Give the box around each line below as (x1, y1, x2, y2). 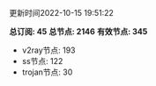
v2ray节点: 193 (21, 45, 76, 55)
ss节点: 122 (21, 56, 63, 66)
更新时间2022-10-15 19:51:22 (9, 8, 115, 18)
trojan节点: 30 (21, 67, 73, 77)
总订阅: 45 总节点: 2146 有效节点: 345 (9, 26, 148, 37)
